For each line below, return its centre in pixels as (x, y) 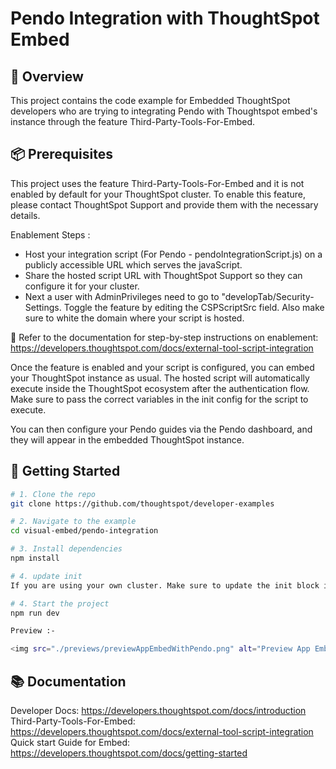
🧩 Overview (47, 76)
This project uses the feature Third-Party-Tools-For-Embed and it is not (157, 183)
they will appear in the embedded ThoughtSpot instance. (127, 439)
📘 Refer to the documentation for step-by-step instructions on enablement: (164, 337)
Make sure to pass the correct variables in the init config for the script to (159, 399)
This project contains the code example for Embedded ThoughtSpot (150, 100)
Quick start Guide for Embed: (70, 742)
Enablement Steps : (50, 234)
